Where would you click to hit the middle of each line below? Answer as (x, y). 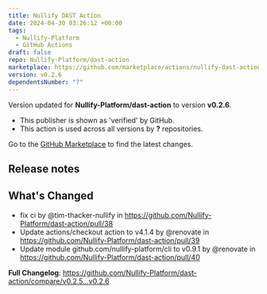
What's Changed (51, 196)
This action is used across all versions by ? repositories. (111, 129)
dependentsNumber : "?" (46, 82)
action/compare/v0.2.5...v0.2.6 (59, 281)
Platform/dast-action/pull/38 (66, 223)
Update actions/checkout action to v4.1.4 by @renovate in (114, 232)
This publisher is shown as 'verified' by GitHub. (97, 120)
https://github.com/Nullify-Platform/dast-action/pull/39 (110, 240)
